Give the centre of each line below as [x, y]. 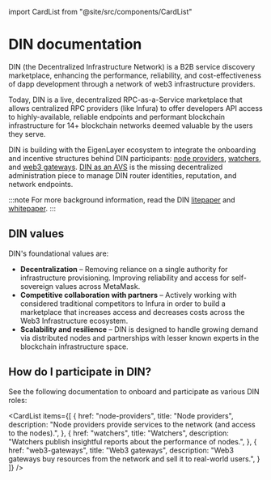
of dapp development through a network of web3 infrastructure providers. [132, 83]
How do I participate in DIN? [80, 372]
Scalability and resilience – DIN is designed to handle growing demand [139, 329]
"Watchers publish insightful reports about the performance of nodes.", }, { [133, 441]
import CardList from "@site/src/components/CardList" [100, 12]
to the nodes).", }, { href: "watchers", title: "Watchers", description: [119, 433]
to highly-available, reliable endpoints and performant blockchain [116, 117]
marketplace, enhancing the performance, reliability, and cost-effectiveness [135, 75]
